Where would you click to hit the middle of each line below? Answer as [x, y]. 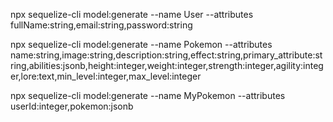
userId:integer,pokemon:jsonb [72, 106]
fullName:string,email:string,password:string [101, 25]
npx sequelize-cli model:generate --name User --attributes [132, 14]
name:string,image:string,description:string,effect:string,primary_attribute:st [166, 55]
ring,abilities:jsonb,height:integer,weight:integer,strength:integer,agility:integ [167, 65]
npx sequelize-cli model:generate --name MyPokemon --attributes [148, 95]
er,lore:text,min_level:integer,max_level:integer [106, 76]
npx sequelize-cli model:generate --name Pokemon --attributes [141, 44]
